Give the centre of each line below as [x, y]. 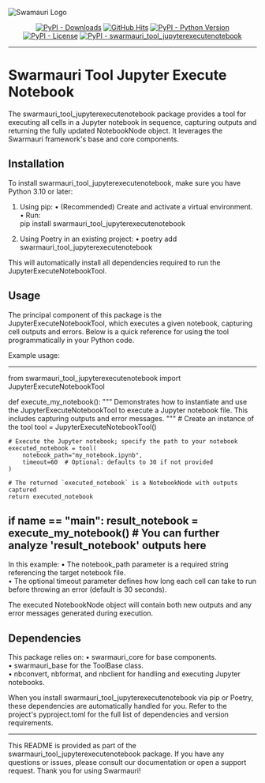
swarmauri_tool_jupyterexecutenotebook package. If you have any [116, 754]
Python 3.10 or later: [41, 191]
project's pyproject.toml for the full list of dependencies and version [118, 714]
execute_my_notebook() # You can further [114, 533]
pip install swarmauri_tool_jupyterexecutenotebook [102, 223]
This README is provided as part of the [72, 746]
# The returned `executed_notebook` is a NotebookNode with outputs [123, 483]
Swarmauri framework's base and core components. [94, 139]
